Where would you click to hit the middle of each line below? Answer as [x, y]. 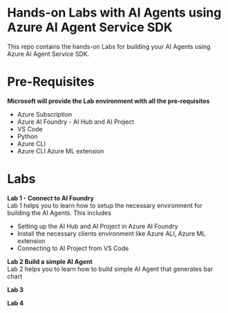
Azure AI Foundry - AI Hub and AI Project [76, 122]
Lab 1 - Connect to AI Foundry [51, 198]
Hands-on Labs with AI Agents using [114, 13]
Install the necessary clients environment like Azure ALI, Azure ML [111, 234]
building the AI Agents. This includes [59, 213]
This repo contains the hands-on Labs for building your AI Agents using [109, 46]
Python [27, 136]
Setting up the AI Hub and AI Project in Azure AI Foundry [97, 226]
